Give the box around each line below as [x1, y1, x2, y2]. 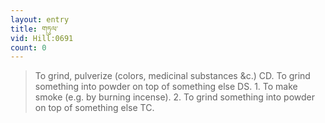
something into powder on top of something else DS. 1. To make [34, 81, 298, 93]
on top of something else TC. [34, 102, 155, 114]
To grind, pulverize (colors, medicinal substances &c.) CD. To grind [34, 70, 311, 82]
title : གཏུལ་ [10, 24, 59, 34]
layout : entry [10, 14, 70, 25]
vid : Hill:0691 [10, 33, 74, 43]
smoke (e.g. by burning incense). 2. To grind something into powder [34, 91, 316, 103]
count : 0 [10, 42, 47, 53]
